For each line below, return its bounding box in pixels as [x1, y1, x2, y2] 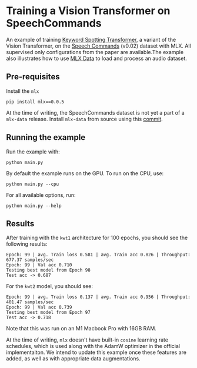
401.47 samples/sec [6, 299, 54, 305]
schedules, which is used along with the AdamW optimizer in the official [6, 343, 181, 350]
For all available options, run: [6, 191, 76, 198]
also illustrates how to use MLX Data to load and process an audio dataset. [6, 55, 187, 62]
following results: [6, 240, 48, 247]
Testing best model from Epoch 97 [6, 310, 91, 316]
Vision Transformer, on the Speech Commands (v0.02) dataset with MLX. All [6, 42, 191, 49]
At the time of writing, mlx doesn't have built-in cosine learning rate [6, 336, 169, 343]
